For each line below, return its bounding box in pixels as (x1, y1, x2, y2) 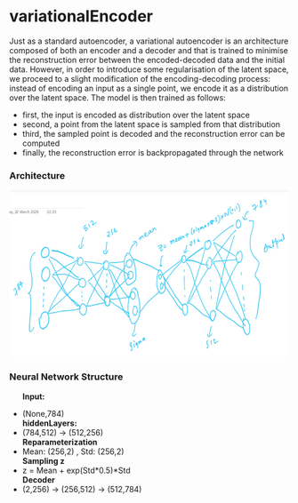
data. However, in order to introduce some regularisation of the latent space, (9, 64, 289, 75)
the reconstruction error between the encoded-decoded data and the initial (9, 54, 286, 65)
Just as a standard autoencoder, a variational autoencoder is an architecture (9, 36, 289, 46)
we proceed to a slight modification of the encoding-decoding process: (9, 73, 271, 84)
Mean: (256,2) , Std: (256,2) (21, 446, 125, 457)
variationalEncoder (9, 6, 154, 27)
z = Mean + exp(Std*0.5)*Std (21, 465, 131, 475)
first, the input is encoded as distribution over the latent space (21, 109, 251, 120)
